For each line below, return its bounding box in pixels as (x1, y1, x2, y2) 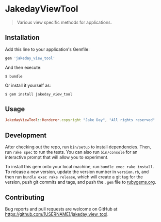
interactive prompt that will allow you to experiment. (5, 154, 109, 160)
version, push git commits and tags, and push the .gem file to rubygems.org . (5, 179, 157, 185)
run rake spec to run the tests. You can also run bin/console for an (5, 149, 138, 155)
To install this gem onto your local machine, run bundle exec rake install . (5, 164, 154, 170)
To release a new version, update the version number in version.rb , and (5, 169, 149, 175)
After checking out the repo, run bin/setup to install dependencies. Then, (5, 144, 151, 150)
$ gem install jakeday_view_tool (5, 92, 73, 96)
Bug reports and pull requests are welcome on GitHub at (5, 206, 118, 212)
